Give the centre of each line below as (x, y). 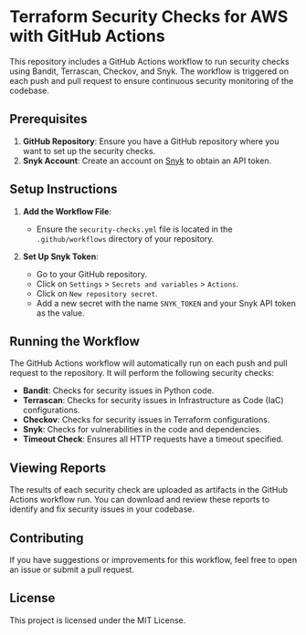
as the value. (60, 313)
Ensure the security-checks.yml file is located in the (134, 229)
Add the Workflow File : (67, 211)
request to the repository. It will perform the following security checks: (142, 373)
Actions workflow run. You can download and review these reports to (140, 500)
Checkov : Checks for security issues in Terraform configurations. (146, 420)
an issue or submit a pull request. (72, 569)
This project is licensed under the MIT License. (98, 620)
